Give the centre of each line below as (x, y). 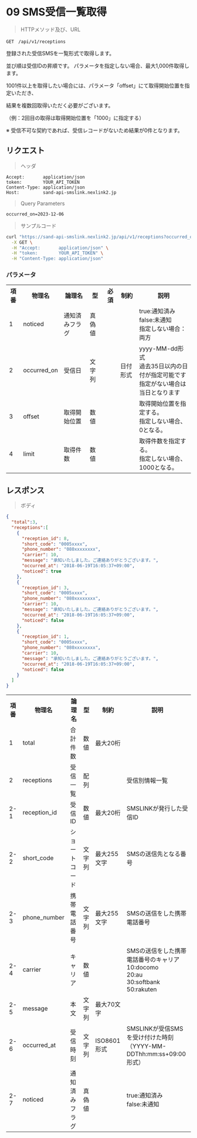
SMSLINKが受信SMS (155, 1029)
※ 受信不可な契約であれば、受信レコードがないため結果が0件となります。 (94, 130)
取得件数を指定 (159, 441)
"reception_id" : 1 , (45, 637)
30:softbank (143, 982)
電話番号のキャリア (153, 959)
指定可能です (168, 375)
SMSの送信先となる (153, 854)
